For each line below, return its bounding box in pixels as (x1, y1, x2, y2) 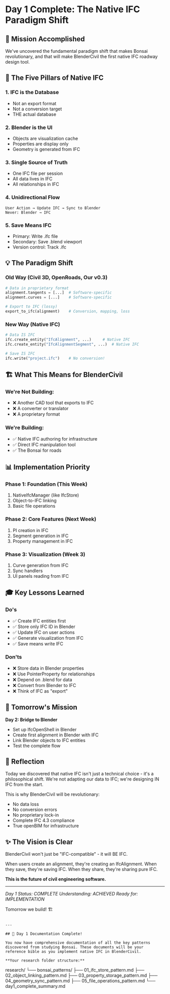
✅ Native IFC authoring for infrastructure (12, 436, 98, 442)
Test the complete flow (12, 742, 61, 749)
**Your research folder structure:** (5, 958, 85, 964)
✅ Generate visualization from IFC (12, 635, 84, 641)
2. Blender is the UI (5, 123, 53, 131)
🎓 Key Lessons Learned (5, 588, 84, 597)
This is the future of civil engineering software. (5, 876, 106, 882)
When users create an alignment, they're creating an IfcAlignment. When (5, 861, 157, 867)
